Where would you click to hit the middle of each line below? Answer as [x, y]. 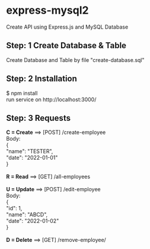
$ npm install [22, 93]
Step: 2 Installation [42, 79]
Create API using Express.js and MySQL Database [67, 27]
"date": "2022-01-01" [32, 158]
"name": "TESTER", [30, 151]
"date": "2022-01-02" [33, 221]
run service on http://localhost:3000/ [51, 99]
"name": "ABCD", [27, 214]
